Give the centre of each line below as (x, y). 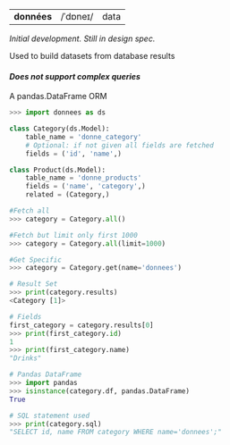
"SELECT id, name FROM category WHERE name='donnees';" (115, 432)
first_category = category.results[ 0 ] (81, 325)
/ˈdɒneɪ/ (77, 17)
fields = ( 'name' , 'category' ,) (85, 187)
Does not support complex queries (75, 76)
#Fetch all (30, 211)
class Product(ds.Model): (57, 170)
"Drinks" (26, 358)
